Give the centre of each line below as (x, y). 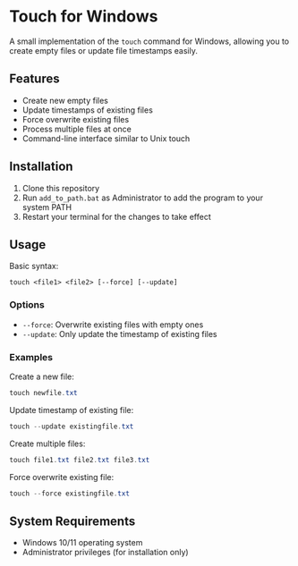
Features (34, 79)
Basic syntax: (34, 266)
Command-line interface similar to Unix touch (106, 138)
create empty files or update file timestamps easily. (104, 50)
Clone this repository (61, 188)
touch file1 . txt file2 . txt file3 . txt (80, 460)
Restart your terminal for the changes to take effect (117, 216)
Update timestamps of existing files (88, 110)
